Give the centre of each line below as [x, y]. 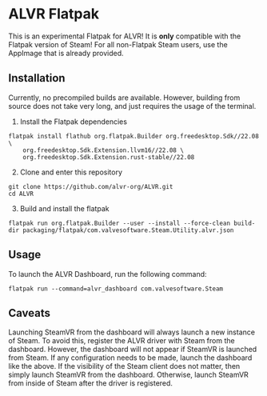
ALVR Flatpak [54, 14]
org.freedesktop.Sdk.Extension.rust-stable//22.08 [109, 157]
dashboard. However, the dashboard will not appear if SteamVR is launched [133, 350]
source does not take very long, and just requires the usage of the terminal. [132, 106]
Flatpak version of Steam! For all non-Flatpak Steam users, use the [118, 44]
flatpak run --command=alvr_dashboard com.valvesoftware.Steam [116, 289]
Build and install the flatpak [64, 208]
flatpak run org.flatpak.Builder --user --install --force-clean [119, 223]
